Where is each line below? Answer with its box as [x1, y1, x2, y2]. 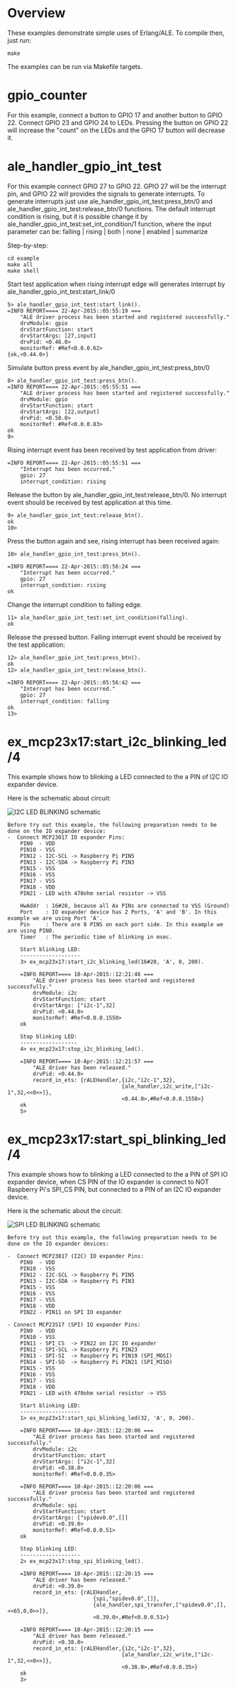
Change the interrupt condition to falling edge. [7, 600, 142, 609]
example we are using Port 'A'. [7, 914, 103, 922]
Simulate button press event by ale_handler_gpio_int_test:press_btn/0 [7, 363, 210, 371]
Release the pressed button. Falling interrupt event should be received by [7, 632, 222, 641]
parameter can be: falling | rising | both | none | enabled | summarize [7, 227, 208, 235]
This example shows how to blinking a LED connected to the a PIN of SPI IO [7, 1170, 228, 1178]
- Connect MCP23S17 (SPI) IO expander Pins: [7, 1321, 141, 1328]
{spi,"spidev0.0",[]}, [93, 1595, 160, 1602]
